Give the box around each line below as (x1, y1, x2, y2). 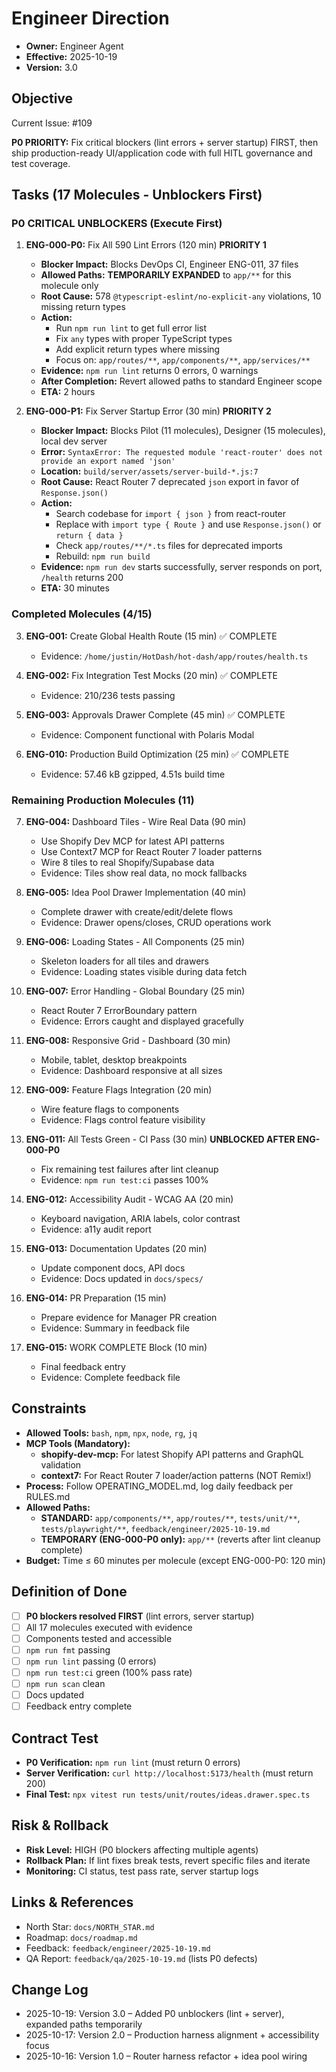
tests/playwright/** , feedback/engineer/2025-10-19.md (40, 1522, 271, 1534)
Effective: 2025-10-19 (25, 50, 118, 62)
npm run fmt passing (25, 1643, 111, 1656)
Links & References (11, 1894, 134, 1911)
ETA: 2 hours (40, 386, 96, 398)
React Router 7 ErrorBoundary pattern (40, 1005, 198, 1017)
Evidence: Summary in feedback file (40, 1322, 190, 1334)
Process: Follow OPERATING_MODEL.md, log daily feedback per (25, 1480, 294, 1492)
